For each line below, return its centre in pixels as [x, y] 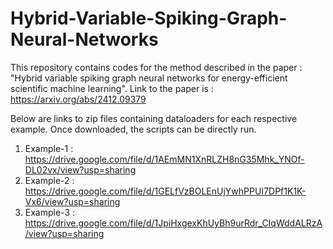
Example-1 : [49, 148]
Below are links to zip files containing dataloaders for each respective [154, 118]
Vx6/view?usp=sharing [72, 201]
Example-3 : [50, 212]
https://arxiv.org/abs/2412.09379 [78, 99]
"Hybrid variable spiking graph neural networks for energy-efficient [149, 78]
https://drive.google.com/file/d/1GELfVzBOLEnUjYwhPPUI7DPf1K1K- [165, 191]
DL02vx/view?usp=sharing [80, 169]
